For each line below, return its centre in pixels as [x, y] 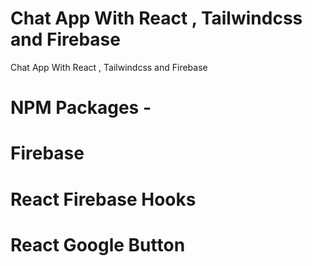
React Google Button [98, 244]
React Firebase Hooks [103, 199]
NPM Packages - [81, 108]
